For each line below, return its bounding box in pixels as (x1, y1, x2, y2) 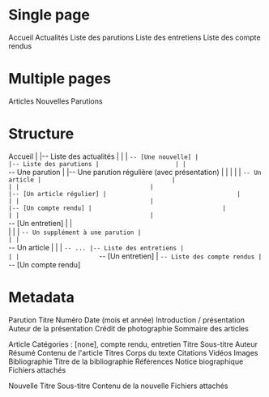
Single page (8, 6, 91, 24)
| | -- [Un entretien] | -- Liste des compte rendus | (8, 251, 263, 261)
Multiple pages (8, 70, 112, 88)
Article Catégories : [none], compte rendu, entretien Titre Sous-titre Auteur (8, 339, 258, 349)
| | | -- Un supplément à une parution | (8, 227, 142, 237)
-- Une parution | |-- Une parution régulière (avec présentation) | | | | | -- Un (8, 167, 262, 177)
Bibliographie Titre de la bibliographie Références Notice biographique (8, 356, 244, 366)
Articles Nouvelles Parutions (8, 96, 103, 106)
